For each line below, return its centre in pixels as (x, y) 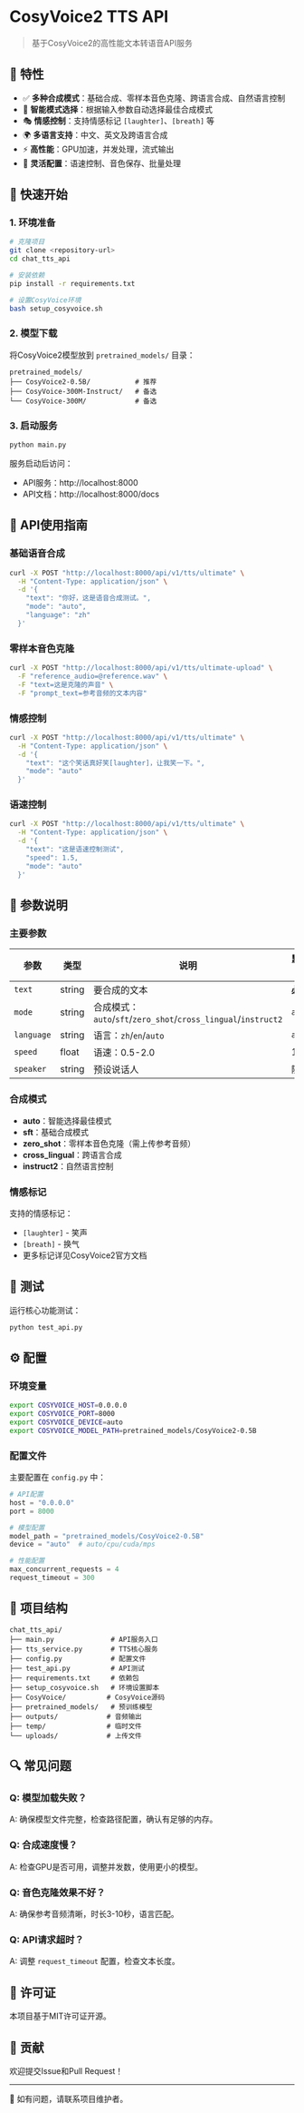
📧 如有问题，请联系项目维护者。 (69, 2098)
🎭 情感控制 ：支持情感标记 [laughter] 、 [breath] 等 (119, 121)
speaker (30, 1069)
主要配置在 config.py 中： (58, 1478)
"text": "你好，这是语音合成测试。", (89, 598)
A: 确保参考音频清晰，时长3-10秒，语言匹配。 (94, 1914)
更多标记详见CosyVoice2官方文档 (85, 1255)
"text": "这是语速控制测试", (75, 850)
